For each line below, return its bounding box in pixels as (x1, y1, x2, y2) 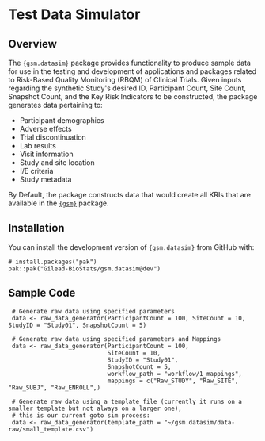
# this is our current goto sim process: (11, 411, 150, 420)
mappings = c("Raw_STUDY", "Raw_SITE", (107, 377, 239, 385)
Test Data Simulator (8, 6, 141, 24)
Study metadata (19, 174, 72, 184)
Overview (8, 37, 58, 51)
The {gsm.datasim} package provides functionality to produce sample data (8, 58, 252, 67)
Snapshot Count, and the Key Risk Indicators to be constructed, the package (8, 92, 258, 101)
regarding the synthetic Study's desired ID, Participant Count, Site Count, (8, 83, 247, 93)
